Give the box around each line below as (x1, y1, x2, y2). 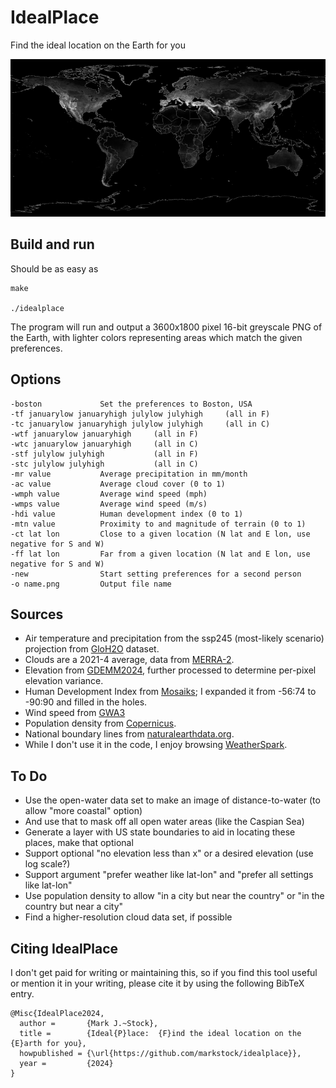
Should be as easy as (10, 262, 99, 275)
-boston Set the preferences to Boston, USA (10, 399, 253, 409)
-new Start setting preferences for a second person (10, 569, 302, 579)
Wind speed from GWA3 (24, 707, 126, 719)
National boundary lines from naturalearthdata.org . (24, 728, 235, 740)
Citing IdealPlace (10, 940, 119, 957)
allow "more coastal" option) (24, 805, 143, 817)
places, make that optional (24, 837, 134, 849)
